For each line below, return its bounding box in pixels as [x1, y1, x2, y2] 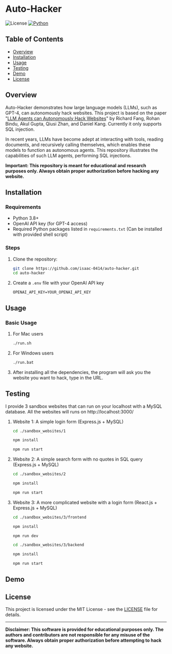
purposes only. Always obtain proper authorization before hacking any [5, 168, 159, 174]
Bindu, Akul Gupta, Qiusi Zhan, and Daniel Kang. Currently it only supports [5, 121, 162, 127]
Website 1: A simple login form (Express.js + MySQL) [12, 419, 124, 425]
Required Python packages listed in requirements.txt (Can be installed [12, 226, 162, 232]
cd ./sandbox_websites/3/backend [12, 542, 84, 548]
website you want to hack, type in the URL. [12, 374, 103, 381]
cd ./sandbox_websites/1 [12, 428, 66, 433]
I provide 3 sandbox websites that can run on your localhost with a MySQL [5, 403, 162, 409]
